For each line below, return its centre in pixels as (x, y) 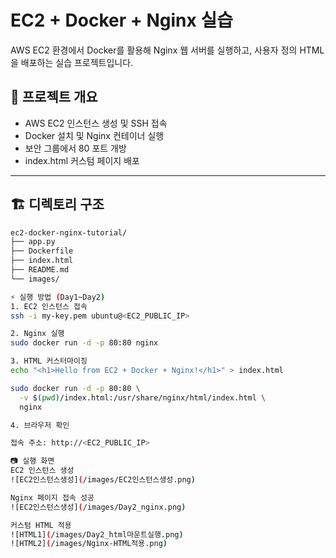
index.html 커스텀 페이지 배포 (82, 160)
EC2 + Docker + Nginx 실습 (121, 20)
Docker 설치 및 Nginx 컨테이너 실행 (94, 135)
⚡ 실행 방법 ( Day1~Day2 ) (58, 297)
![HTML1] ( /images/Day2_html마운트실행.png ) (97, 534)
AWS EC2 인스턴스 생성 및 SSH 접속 (96, 123)
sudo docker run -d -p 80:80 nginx (84, 343)
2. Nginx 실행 (37, 334)
